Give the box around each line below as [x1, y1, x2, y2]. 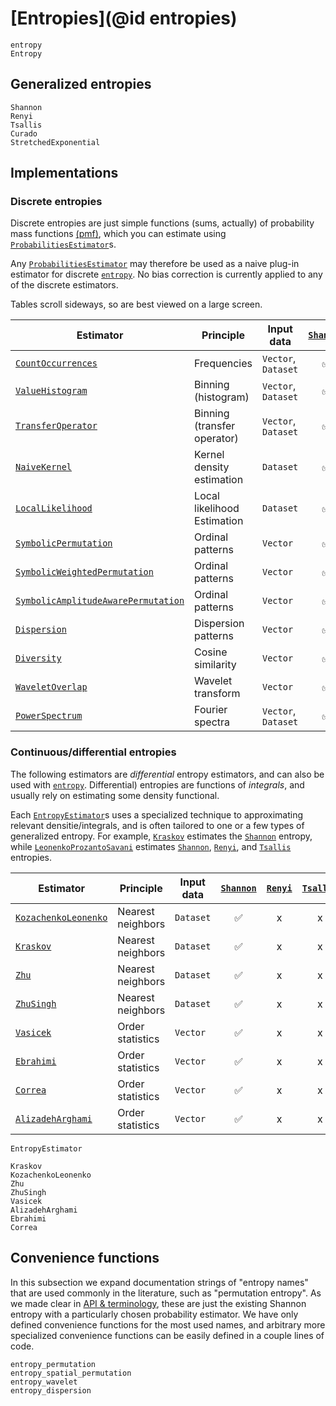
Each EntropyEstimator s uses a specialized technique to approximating [10, 808, 304, 821]
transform [194, 687, 241, 701]
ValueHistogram [15, 385, 88, 397]
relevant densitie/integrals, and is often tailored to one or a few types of [10, 819, 305, 831]
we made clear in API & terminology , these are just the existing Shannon [10, 1297, 307, 1309]
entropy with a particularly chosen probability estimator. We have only [10, 1308, 299, 1320]
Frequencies [194, 357, 253, 371]
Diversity [15, 653, 62, 664]
